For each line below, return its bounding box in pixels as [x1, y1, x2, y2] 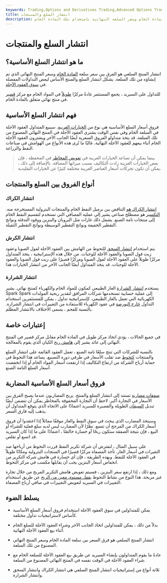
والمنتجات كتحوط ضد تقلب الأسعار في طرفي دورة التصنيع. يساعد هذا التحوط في [5, 354, 154, 360]
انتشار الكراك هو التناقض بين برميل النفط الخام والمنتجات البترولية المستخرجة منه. [5, 206, 157, 212]
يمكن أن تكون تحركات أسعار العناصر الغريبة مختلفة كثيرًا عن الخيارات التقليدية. [17, 165, 162, 172]
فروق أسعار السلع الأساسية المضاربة [5, 379, 106, 388]
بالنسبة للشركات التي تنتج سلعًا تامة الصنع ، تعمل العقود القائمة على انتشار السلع [5, 349, 153, 355]
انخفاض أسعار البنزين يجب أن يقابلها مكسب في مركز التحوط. [5, 459, 118, 465]
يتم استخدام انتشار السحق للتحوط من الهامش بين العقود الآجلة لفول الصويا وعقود [5, 246, 156, 252]
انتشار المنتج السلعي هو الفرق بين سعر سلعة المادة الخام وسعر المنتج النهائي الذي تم [5, 71, 162, 77]
